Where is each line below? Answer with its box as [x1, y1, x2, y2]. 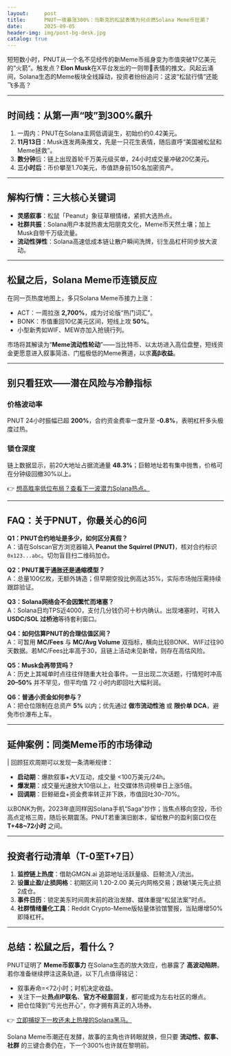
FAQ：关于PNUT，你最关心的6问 [7, 515, 147, 526]
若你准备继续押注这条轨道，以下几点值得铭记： [7, 969, 140, 978]
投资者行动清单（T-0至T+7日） [7, 850, 140, 862]
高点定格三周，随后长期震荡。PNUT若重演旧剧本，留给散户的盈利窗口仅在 [7, 813, 217, 822]
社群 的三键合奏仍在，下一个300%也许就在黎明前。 [7, 1041, 153, 1049]
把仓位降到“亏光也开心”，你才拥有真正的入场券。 [16, 1001, 156, 1009]
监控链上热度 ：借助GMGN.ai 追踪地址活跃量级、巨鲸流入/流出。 [16, 870, 198, 878]
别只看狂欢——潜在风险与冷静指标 [7, 377, 152, 389]
